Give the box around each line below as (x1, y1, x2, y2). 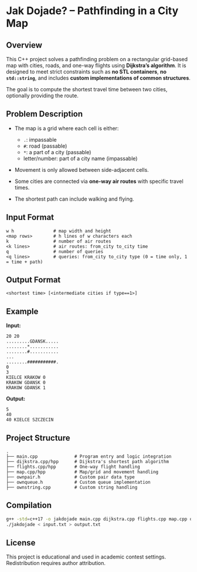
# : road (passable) (23, 142, 67, 149)
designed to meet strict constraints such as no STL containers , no (6, 68, 167, 75)
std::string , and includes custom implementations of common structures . (6, 75, 191, 81)
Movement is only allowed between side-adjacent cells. (14, 166, 150, 173)
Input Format (6, 212, 55, 222)
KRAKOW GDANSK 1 (6, 385, 46, 391)
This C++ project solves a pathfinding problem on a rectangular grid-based (6, 56, 188, 62)
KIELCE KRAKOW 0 (6, 375, 46, 381)
